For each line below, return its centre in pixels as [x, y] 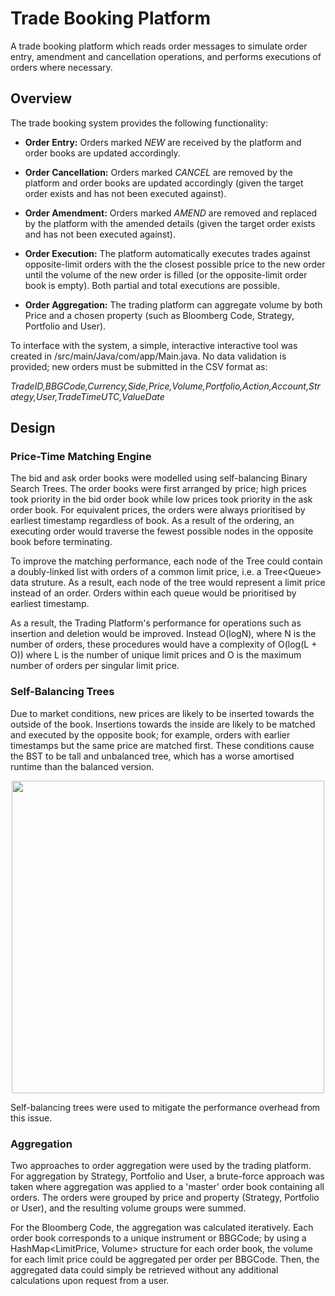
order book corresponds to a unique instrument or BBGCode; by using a [158, 1238]
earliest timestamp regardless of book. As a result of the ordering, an [152, 521]
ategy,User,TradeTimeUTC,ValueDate [87, 396]
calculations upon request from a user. [90, 1281]
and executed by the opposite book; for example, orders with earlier [150, 734]
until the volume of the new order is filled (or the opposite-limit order [166, 274]
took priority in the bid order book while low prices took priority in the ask [161, 499]
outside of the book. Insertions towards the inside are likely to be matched [163, 724]
